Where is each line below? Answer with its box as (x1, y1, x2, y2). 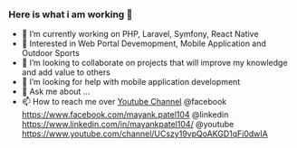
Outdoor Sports (21, 48, 81, 59)
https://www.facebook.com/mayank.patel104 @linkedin (21, 109, 229, 120)
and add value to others (21, 67, 110, 78)
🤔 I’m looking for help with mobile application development (21, 77, 241, 88)
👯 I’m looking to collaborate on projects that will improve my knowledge (21, 58, 288, 69)
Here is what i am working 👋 (8, 8, 133, 21)
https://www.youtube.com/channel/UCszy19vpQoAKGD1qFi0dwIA (21, 128, 268, 139)
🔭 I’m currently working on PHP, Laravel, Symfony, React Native (21, 29, 259, 40)
